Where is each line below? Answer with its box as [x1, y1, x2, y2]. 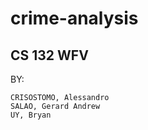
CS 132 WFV [10, 47, 89, 64]
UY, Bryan [10, 110, 52, 120]
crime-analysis [10, 7, 139, 30]
